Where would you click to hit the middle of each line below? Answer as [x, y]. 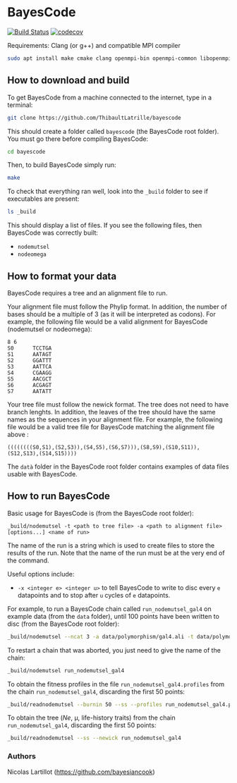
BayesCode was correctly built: [53, 233]
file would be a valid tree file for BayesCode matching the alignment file [111, 426]
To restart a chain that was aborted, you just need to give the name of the [114, 650]
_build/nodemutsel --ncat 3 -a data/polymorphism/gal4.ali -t [101, 636]
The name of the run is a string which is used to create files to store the [111, 545]
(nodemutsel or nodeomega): [50, 329]
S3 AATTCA [30, 366]
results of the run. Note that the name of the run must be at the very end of [116, 553]
